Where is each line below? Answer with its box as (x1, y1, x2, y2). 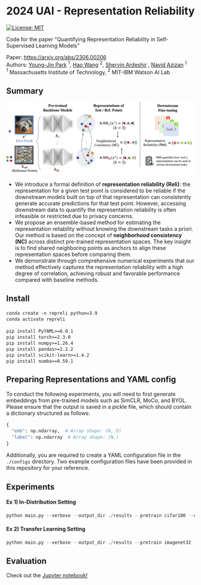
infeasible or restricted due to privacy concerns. (14, 212, 134, 219)
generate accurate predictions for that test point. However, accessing (14, 200, 187, 207)
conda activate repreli (6, 316, 66, 322)
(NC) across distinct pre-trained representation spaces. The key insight (14, 238, 191, 245)
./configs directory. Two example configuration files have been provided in (6, 458, 193, 465)
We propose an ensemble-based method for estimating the (14, 219, 161, 226)
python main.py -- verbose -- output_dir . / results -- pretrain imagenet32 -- (6, 539, 199, 545)
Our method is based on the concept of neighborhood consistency (14, 231, 182, 239)
